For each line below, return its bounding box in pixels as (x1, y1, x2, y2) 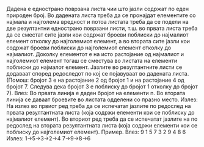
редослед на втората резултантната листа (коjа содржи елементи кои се (6, 122, 198, 129)
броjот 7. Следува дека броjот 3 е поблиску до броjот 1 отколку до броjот (6, 83, 199, 90)
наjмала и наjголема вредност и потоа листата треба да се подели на (6, 18, 189, 25)
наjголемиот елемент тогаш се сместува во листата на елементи (6, 57, 178, 64)
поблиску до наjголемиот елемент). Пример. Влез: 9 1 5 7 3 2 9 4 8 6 (6, 128, 186, 135)
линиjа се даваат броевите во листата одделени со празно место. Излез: (6, 96, 198, 103)
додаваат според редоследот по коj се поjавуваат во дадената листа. (6, 70, 189, 77)
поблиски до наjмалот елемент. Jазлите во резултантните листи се (6, 63, 183, 71)
